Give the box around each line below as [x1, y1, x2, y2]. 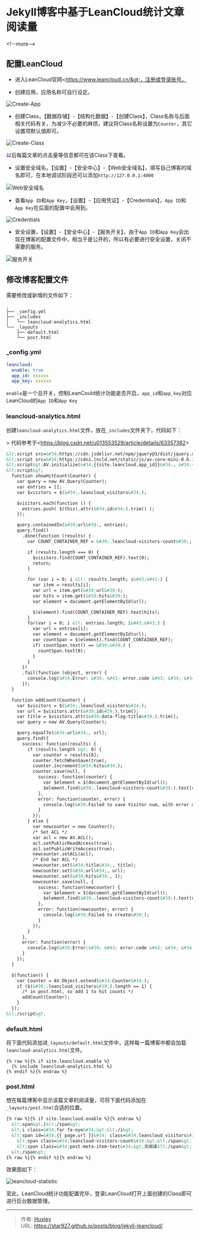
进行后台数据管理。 [6, 1198, 53, 1205]
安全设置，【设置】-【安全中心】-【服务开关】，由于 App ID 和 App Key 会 [14, 228, 184, 235]
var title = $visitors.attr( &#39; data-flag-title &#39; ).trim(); [17, 714, 179, 720]
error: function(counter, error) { [37, 796, 126, 802]
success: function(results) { [21, 741, 97, 747]
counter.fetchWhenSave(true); [32, 757, 108, 763]
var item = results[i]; [32, 582, 92, 588]
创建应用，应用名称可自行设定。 [14, 88, 93, 96]
